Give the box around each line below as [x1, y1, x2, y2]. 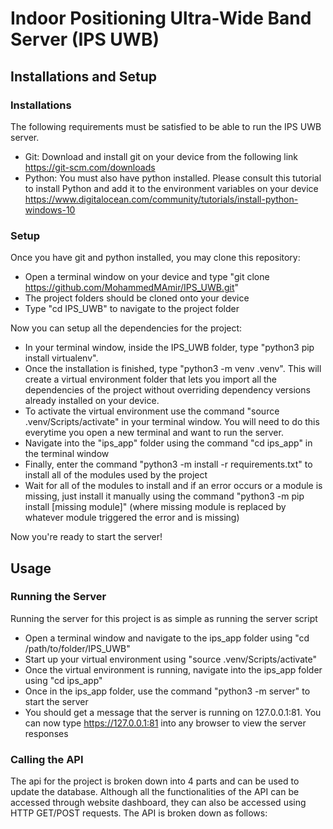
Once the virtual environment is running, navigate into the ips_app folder [24, 663, 323, 676]
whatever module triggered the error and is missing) [24, 512, 240, 524]
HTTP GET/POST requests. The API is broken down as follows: [10, 807, 268, 819]
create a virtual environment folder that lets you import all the [24, 373, 278, 386]
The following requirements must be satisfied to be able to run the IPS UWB [10, 120, 322, 132]
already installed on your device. [24, 395, 160, 407]
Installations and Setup [10, 68, 158, 85]
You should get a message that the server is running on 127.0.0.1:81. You [24, 706, 322, 718]
